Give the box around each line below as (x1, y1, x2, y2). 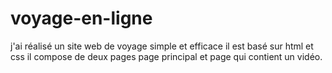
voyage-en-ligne (10, 7, 153, 30)
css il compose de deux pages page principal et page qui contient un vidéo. (10, 50, 323, 62)
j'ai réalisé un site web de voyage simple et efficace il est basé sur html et (10, 40, 314, 52)
